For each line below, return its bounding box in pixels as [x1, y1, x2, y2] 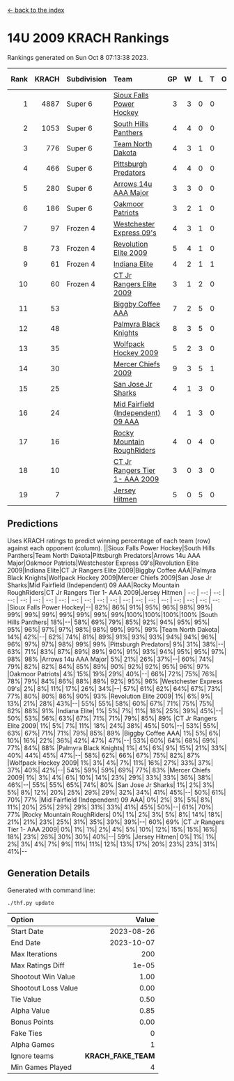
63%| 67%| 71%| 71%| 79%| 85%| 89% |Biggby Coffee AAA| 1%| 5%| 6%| [7, 729, 221, 737]
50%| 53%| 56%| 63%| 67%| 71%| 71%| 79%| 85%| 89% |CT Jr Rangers [7, 714, 217, 722]
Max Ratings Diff [10, 961, 65, 970]
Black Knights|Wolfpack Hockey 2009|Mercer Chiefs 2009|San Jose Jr [7, 573, 212, 582]
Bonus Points [10, 1017, 54, 1027]
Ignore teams [10, 1051, 54, 1061]
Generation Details [7, 867, 91, 880]
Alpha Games [10, 1039, 55, 1049]
